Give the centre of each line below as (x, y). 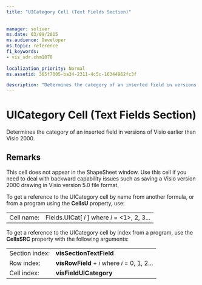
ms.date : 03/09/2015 (32, 35)
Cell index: (24, 273)
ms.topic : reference (32, 46)
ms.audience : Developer (36, 40)
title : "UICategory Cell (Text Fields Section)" (69, 12)
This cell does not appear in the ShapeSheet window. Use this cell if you (96, 172)
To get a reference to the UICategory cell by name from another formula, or (100, 197)
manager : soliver (28, 29)
